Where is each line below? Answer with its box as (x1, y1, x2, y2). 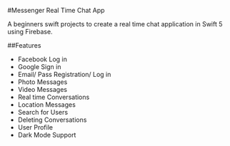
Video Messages (17, 85, 68, 93)
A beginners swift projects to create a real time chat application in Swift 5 (7, 20, 223, 28)
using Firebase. (7, 28, 53, 36)
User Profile (17, 123, 54, 131)
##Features (7, 41, 41, 49)
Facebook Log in (17, 55, 68, 63)
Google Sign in (17, 63, 61, 71)
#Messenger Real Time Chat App (7, 6, 105, 14)
